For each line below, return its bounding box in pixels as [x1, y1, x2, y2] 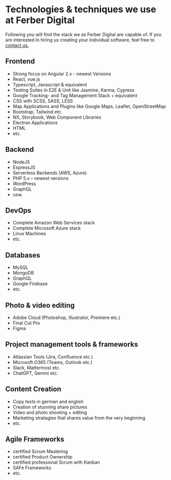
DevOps [5, 206, 32, 215]
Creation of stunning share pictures [12, 404, 88, 410]
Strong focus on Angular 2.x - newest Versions [12, 71, 111, 77]
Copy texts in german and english [12, 398, 84, 404]
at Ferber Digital [5, 14, 75, 26]
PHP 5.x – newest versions [12, 175, 69, 181]
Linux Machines [12, 231, 46, 237]
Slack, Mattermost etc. [12, 364, 61, 371]
